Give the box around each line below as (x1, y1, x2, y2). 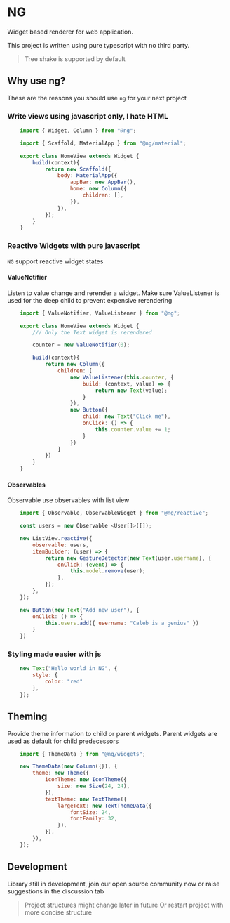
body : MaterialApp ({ (57, 172, 118, 179)
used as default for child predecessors (7, 737, 119, 745)
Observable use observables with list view (7, 496, 130, 504)
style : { (32, 672, 58, 679)
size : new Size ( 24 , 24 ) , (57, 783, 130, 790)
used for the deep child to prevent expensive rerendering (7, 296, 172, 304)
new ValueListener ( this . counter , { (69, 374, 174, 381)
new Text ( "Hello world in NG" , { (20, 665, 118, 672)
